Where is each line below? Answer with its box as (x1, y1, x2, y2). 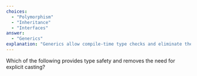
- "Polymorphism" (11, 14, 54, 20)
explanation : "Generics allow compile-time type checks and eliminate (6, 42, 182, 47)
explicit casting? (6, 63, 46, 70)
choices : (6, 8, 28, 15)
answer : (6, 30, 25, 36)
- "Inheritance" (11, 19, 51, 25)
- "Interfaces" (11, 25, 49, 31)
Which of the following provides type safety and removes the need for (6, 57, 175, 64)
